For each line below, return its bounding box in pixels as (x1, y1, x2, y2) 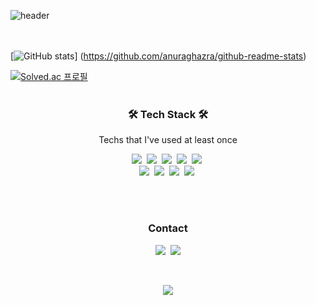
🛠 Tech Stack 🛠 (127, 107, 209, 121)
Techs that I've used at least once (98, 134, 238, 146)
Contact (148, 221, 188, 235)
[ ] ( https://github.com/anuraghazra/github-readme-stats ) (10, 50, 307, 62)
